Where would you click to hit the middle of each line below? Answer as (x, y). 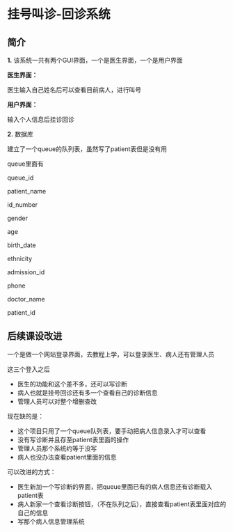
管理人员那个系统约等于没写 (57, 448)
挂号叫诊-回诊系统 (59, 14)
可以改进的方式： (32, 471)
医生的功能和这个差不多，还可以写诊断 (72, 384)
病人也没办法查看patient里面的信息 (67, 457)
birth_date (22, 245)
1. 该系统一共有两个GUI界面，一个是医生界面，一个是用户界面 (95, 60)
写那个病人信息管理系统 (51, 521)
